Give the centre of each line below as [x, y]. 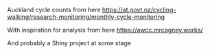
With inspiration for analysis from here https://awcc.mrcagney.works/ [105, 30]
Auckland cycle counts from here [54, 10]
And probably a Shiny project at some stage [69, 43]
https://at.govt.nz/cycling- [139, 10]
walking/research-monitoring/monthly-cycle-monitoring [86, 17]
